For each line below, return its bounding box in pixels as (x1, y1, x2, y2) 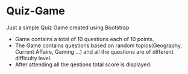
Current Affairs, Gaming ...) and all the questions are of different (14, 48, 174, 55)
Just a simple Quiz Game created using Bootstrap (6, 24, 130, 31)
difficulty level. (14, 54, 52, 61)
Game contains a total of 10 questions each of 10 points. (14, 35, 155, 42)
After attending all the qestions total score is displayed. (14, 61, 152, 68)
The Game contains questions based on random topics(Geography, (14, 42, 183, 49)
